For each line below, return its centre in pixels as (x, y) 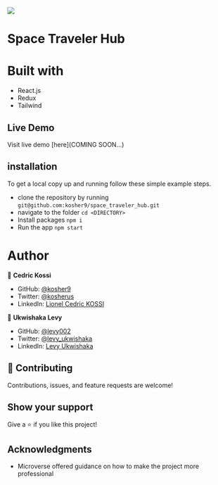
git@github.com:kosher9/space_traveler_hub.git (88, 205)
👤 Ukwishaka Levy (35, 317)
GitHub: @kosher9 (44, 289)
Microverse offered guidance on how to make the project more (108, 466)
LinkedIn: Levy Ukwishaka (55, 346)
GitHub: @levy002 (44, 331)
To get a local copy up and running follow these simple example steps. (109, 184)
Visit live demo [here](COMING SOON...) (66, 144)
